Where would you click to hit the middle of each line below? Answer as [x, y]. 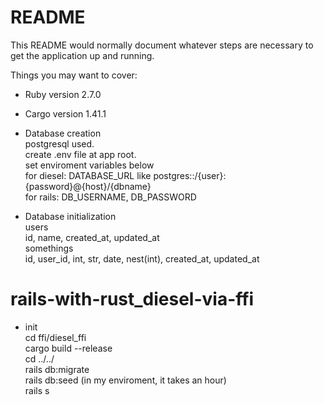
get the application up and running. [82, 55]
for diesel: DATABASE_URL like [88, 175]
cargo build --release [68, 348]
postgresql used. [59, 143]
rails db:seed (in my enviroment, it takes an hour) [125, 380]
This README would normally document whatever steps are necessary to [162, 45]
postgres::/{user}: [190, 175]
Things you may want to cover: [74, 75]
